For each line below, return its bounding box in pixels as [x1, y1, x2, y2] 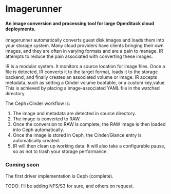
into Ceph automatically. [12, 126, 64, 133]
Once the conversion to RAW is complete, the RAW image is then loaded [12, 121, 166, 127]
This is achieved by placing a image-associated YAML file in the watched [5, 85, 160, 91]
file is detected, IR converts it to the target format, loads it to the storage [5, 69, 158, 75]
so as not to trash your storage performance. [12, 148, 108, 155]
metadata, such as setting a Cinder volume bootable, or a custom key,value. [5, 80, 166, 86]
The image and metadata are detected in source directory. [12, 111, 136, 117]
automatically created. [12, 138, 60, 144]
